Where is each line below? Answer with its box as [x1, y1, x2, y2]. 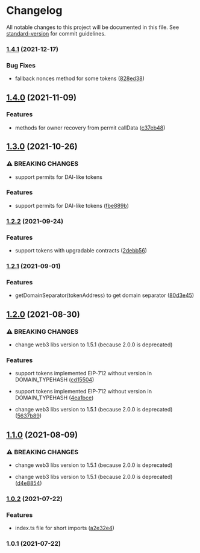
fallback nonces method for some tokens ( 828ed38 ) [14, 75, 145, 82]
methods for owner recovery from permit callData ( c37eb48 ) [14, 124, 166, 131]
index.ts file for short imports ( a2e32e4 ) [14, 525, 114, 532]
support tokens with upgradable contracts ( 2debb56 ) [14, 247, 148, 254]
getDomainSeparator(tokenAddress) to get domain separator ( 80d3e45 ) [14, 292, 195, 299]
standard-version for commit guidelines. [6, 30, 106, 37]
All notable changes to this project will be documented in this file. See [6, 23, 180, 31]
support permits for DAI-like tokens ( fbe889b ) [14, 202, 130, 209]
